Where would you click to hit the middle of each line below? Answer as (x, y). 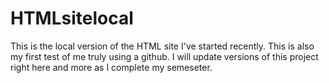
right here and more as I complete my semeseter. (111, 67)
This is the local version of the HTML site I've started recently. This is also (162, 46)
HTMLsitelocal (72, 18)
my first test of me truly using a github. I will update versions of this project (164, 56)
